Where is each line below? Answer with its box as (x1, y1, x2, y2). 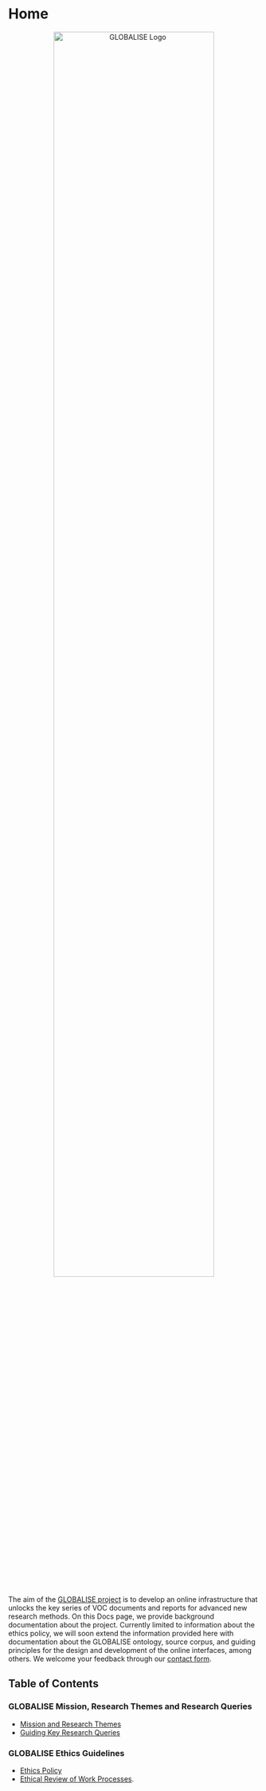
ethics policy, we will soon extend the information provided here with (8, 1628, 234, 1638)
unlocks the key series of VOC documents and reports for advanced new (8, 1603, 248, 1612)
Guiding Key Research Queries (19, 1727, 121, 1737)
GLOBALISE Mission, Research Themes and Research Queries (8, 1701, 252, 1712)
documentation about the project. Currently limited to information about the (8, 1619, 256, 1629)
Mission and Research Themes (19, 1719, 122, 1729)
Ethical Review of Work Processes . (19, 1773, 135, 1784)
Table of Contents (8, 1677, 100, 1690)
